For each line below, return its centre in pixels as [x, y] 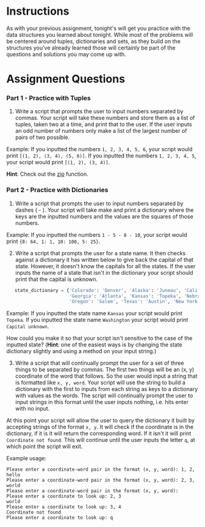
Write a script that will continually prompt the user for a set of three [99, 363]
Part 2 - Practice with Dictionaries [57, 190]
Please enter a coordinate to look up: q [60, 518]
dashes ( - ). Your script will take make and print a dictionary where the [104, 210]
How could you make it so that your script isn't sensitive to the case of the [99, 338]
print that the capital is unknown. [56, 279]
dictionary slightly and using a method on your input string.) [81, 351]
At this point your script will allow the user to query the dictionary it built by [101, 420]
